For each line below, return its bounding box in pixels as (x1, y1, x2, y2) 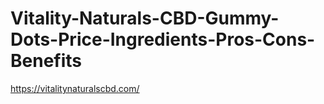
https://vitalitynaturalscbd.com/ (10, 82, 140, 94)
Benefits (10, 50, 83, 72)
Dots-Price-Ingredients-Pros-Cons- (10, 28, 316, 51)
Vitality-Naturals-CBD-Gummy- (10, 7, 280, 30)
